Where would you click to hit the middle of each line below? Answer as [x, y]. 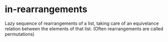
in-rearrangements [46, 9]
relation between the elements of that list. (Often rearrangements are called [84, 28]
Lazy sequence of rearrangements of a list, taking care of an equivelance [82, 23]
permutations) [20, 34]
